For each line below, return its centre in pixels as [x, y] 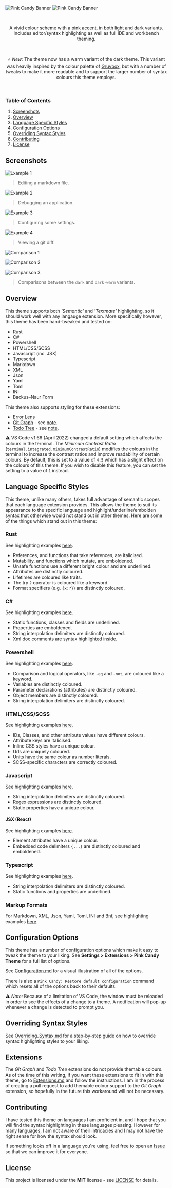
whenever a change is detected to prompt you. [55, 1007]
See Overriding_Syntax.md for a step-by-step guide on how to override [81, 1036]
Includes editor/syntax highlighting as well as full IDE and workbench [86, 33]
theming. [86, 39]
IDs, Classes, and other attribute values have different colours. [79, 735]
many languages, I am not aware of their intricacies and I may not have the [84, 1131]
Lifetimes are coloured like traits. [47, 577]
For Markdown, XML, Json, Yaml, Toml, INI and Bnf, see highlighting [77, 916]
